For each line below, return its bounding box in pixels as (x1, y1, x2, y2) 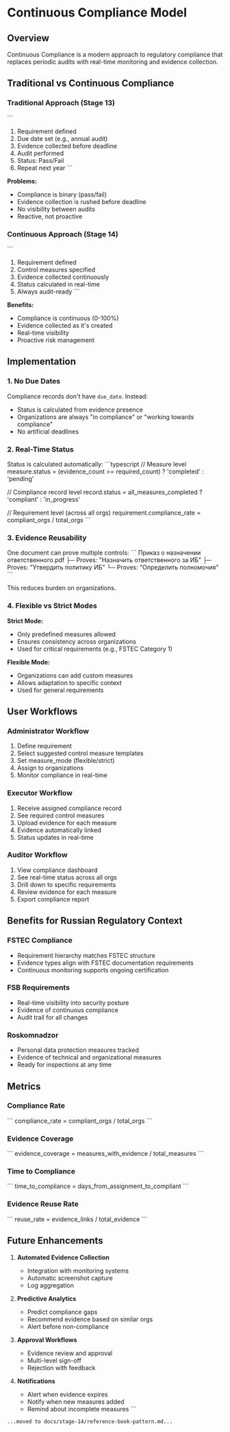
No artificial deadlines (16, 427, 79, 436)
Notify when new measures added (27, 1397, 125, 1406)
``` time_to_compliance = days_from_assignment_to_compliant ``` (7, 1182, 190, 1190)
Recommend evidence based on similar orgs (27, 1314, 153, 1323)
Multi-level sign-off (27, 1356, 82, 1365)
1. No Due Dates (7, 377, 60, 386)
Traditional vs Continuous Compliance (7, 78, 175, 89)
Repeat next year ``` (16, 164, 73, 172)
